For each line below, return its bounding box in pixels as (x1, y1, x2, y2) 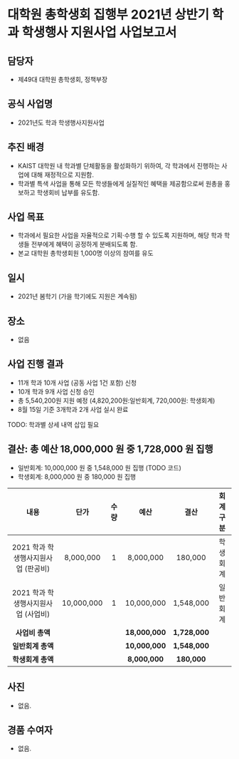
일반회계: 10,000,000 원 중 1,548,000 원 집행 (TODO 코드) (17, 463, 181, 472)
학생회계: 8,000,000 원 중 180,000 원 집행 (17, 472, 137, 481)
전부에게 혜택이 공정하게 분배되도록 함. (31, 240, 138, 249)
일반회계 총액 (11, 641, 54, 651)
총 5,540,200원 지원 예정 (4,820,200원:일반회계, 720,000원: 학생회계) (17, 396, 216, 405)
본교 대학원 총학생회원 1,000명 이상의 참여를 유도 (17, 249, 154, 257)
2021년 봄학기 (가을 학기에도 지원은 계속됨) (17, 292, 137, 301)
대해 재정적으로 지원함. (31, 170, 95, 179)
